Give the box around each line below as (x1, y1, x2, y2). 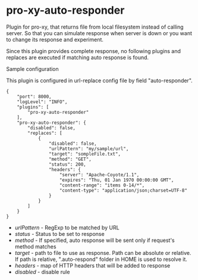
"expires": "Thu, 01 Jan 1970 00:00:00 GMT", (59, 177, 174, 183)
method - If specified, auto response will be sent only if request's (14, 237, 175, 244)
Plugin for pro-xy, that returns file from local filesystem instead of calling (6, 23, 184, 30)
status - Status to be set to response (14, 230, 105, 237)
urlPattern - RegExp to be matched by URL (14, 224, 120, 231)
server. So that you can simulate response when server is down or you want (6, 29, 192, 36)
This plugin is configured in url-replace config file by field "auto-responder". (6, 77, 193, 84)
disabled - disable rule (14, 268, 70, 275)
